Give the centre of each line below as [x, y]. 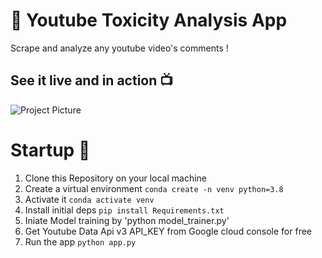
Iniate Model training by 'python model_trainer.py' [127, 220]
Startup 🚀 [50, 150]
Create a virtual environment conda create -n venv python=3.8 [154, 188]
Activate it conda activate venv [89, 199]
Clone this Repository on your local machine [116, 178]
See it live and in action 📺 [92, 80]
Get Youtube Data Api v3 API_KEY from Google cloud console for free [168, 231]
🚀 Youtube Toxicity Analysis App [149, 20]
